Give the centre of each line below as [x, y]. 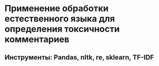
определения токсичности [62, 29]
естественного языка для [60, 19]
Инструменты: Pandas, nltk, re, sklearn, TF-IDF [79, 57]
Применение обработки [57, 8]
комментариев [37, 40]
